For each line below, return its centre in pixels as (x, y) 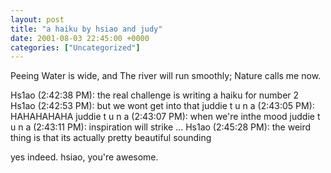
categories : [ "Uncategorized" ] (75, 47)
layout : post (37, 19)
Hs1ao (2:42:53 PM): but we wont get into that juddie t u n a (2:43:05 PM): (162, 106)
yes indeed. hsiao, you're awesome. (84, 157)
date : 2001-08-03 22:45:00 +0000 (80, 38)
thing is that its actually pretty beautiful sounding (111, 138)
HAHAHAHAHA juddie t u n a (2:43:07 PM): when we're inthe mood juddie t (165, 117)
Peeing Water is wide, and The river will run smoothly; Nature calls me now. (166, 76)
